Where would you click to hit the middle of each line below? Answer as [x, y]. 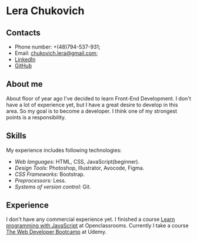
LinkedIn [25, 59]
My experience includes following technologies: [64, 150]
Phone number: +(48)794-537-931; [58, 47]
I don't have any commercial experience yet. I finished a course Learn [91, 219]
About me [24, 84]
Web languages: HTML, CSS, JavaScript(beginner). [77, 161]
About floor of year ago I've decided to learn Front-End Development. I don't [98, 98]
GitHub [23, 66]
